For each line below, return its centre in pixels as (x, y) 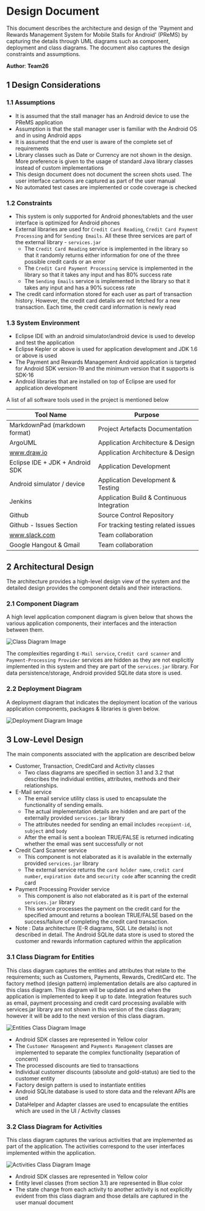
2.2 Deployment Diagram (44, 689)
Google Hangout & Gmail (45, 545)
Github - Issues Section (44, 525)
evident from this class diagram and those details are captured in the (102, 1196)
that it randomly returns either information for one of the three (102, 255)
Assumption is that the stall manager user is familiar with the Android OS (106, 129)
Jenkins (21, 502)
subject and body (45, 831)
